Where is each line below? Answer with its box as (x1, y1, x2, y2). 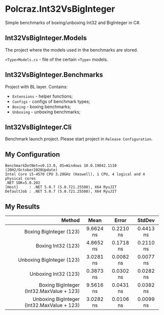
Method (61, 217, 80, 224)
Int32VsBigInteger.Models (5, 34, 87, 42)
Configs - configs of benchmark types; (12, 98, 90, 104)
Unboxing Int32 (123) (29, 271, 80, 277)
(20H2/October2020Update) (5, 168, 58, 173)
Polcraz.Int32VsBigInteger (5, 3, 115, 15)
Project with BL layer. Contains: (5, 83, 68, 89)
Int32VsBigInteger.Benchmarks (5, 71, 103, 79)
